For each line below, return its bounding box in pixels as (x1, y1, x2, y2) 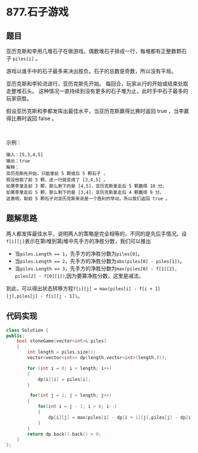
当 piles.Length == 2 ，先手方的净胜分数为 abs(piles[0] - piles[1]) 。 (14, 257, 186, 264)
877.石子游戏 (6, 5, 69, 19)
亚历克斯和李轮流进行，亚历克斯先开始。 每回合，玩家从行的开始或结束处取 (6, 80, 189, 87)
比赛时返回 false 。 (11, 115, 57, 122)
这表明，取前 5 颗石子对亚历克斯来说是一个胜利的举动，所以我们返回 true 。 (6, 196, 170, 202)
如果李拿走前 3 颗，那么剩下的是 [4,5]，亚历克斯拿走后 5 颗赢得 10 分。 (6, 183, 167, 189)
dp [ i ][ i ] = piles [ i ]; (37, 376, 91, 382)
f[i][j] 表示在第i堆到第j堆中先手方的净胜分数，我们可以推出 (6, 237, 151, 244)
